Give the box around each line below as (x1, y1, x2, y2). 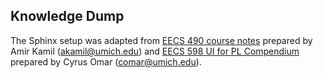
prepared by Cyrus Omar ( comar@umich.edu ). (10, 55, 202, 68)
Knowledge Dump (10, 8, 125, 25)
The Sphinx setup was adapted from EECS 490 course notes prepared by (10, 34, 313, 46)
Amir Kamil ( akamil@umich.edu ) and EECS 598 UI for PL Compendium (10, 45, 300, 57)
